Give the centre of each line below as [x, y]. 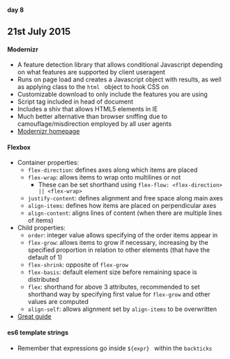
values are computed [58, 302]
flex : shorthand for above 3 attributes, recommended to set [114, 287]
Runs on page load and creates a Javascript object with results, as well [119, 79]
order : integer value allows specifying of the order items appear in [123, 235]
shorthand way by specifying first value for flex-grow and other [119, 294]
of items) [40, 221]
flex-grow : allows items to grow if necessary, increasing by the [118, 243]
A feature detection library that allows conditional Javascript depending [120, 65]
